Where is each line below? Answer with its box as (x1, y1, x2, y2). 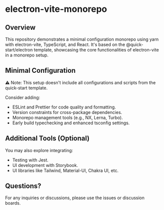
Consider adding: (5, 94, 41, 100)
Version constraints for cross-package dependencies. (12, 109, 123, 115)
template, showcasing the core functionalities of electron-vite (34, 47, 159, 52)
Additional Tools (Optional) (5, 134, 90, 143)
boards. (5, 200, 21, 206)
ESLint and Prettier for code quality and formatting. (12, 104, 116, 110)
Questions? (5, 182, 41, 190)
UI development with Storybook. (12, 162, 78, 168)
